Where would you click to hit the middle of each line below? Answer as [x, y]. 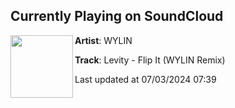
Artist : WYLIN [103, 40]
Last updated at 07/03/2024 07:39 [145, 79]
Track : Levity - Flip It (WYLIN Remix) [150, 60]
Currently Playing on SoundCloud [117, 16]
